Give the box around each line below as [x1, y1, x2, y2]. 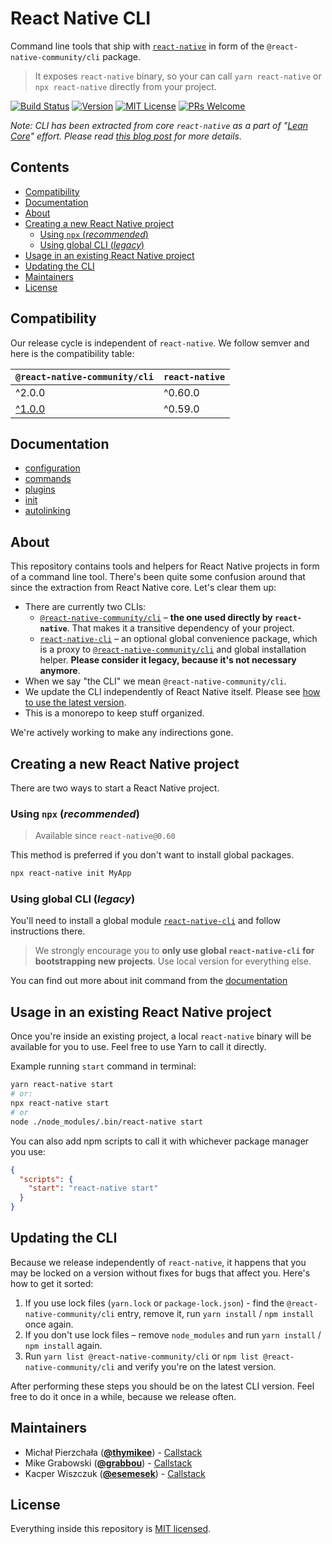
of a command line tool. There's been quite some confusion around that [10, 571, 306, 583]
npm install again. [24, 1339, 103, 1351]
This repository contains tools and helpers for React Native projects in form [10, 560, 320, 572]
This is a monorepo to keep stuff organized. [24, 707, 205, 719]
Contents [10, 159, 70, 176]
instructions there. [10, 925, 86, 937]
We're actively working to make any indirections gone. [10, 727, 234, 739]
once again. [24, 1318, 74, 1330]
